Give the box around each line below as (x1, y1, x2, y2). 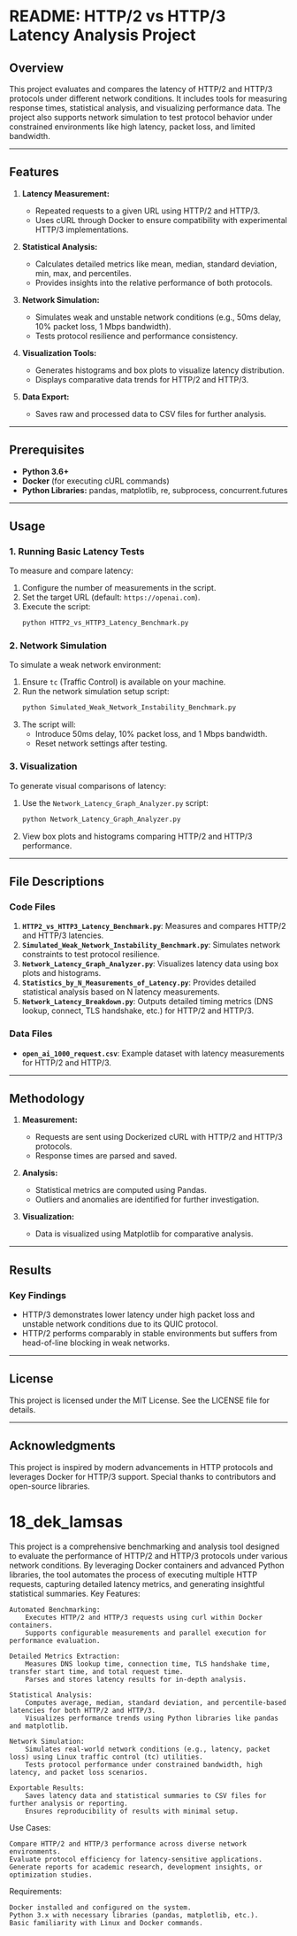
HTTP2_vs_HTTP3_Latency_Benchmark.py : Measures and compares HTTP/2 (21, 921, 286, 932)
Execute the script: (21, 601, 91, 612)
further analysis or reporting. (9, 1799, 128, 1808)
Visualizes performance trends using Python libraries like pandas (25, 1714, 278, 1723)
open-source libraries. (9, 1481, 90, 1491)
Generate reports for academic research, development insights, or (9, 1862, 263, 1871)
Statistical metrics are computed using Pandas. (34, 1185, 208, 1196)
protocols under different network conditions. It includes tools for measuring (9, 93, 287, 104)
